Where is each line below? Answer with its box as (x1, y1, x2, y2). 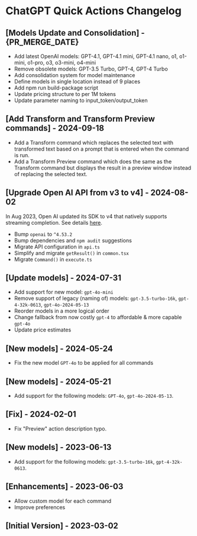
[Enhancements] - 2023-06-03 (5, 481, 124, 492)
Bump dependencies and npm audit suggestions (14, 237, 133, 244)
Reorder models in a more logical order (14, 307, 109, 315)
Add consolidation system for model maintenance (14, 72, 135, 78)
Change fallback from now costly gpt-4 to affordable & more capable (14, 314, 182, 321)
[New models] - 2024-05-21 (5, 377, 112, 387)
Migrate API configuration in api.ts (14, 243, 100, 250)
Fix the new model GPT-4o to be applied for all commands (14, 359, 154, 366)
